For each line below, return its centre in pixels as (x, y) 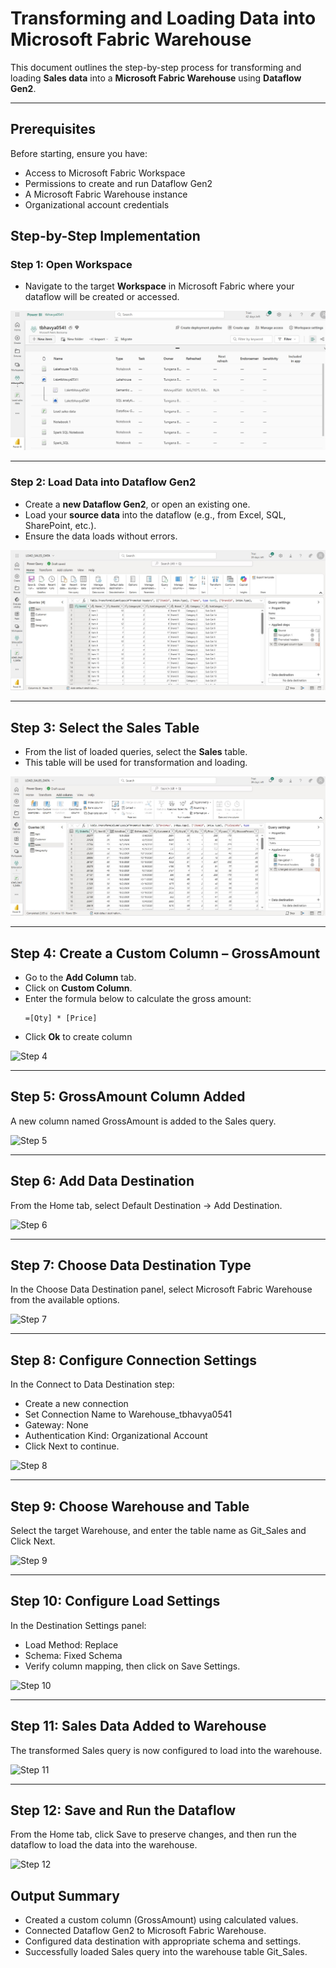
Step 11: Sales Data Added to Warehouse (138, 1726)
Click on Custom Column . (78, 988)
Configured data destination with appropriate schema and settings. (163, 1941)
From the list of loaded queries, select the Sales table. (136, 751)
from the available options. (65, 1300)
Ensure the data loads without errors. (101, 536)
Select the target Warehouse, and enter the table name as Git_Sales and (158, 1530)
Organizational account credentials (97, 204)
